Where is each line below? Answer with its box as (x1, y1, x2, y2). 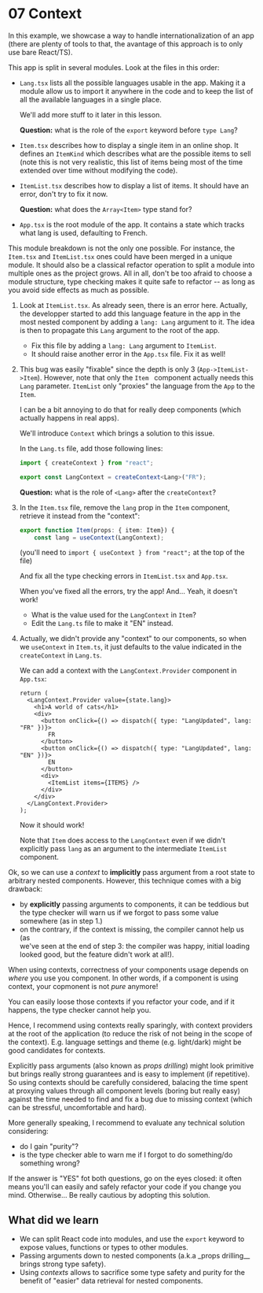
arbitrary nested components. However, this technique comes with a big (8, 876, 242, 886)
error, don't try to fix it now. (19, 189, 108, 198)
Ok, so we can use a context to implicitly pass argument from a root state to (8, 868, 255, 877)
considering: (8, 1127, 49, 1136)
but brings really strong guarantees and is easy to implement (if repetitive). (8, 1069, 250, 1079)
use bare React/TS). (8, 47, 73, 57)
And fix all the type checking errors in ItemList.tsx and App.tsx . (19, 572, 228, 581)
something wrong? (19, 1158, 80, 1168)
